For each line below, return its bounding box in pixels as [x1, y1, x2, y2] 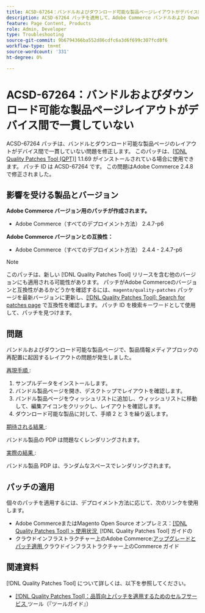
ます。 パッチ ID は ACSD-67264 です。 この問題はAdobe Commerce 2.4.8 [6, 162, 193, 170]
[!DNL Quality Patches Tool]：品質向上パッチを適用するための [15, 592, 171, 600]
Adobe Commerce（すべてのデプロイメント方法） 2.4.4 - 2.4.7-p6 [15, 246, 183, 253]
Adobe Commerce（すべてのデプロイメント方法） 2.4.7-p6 [15, 220, 164, 228]
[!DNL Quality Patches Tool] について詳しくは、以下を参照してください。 [6, 579, 189, 587]
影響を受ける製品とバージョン [6, 190, 119, 200]
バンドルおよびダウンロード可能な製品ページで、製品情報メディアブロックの [6, 346, 198, 354]
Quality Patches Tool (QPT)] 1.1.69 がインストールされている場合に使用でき [6, 155, 194, 162]
